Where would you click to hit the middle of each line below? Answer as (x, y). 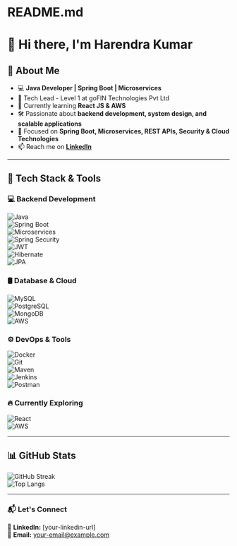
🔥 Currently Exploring (45, 403)
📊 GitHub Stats (42, 456)
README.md (45, 12)
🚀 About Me (34, 70)
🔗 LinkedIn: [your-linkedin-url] (51, 527)
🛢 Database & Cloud (42, 280)
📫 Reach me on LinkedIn (55, 147)
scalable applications (50, 124)
